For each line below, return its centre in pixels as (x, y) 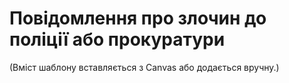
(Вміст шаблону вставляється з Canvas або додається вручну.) (144, 67)
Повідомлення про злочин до (138, 18)
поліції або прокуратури (117, 39)
